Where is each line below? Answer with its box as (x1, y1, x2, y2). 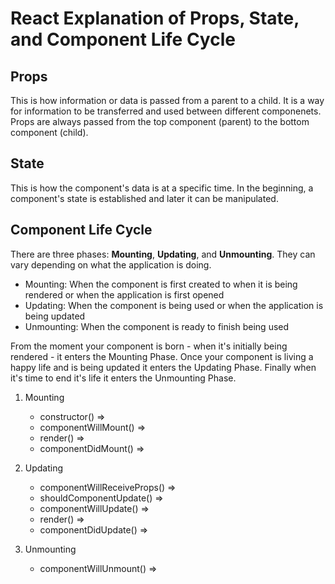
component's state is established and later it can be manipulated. (10, 192, 279, 204)
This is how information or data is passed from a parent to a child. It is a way (10, 95, 325, 106)
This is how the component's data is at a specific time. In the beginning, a (10, 182, 314, 194)
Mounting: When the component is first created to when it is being (24, 278, 298, 290)
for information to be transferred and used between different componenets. (10, 105, 322, 117)
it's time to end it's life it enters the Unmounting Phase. (10, 372, 237, 384)
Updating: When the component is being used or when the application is (24, 299, 324, 311)
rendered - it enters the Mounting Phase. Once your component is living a (10, 350, 314, 362)
